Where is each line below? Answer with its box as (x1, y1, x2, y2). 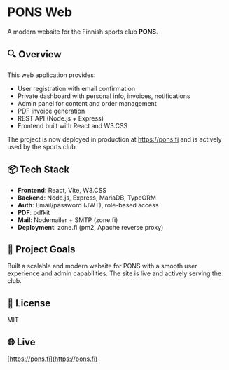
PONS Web (7, 4, 73, 20)
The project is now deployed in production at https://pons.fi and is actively (7, 135, 222, 144)
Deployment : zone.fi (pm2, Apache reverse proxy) (17, 223, 164, 231)
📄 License (7, 297, 51, 309)
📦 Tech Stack (7, 164, 70, 176)
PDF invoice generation (17, 107, 85, 115)
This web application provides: (7, 71, 96, 79)
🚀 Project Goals (7, 243, 76, 255)
